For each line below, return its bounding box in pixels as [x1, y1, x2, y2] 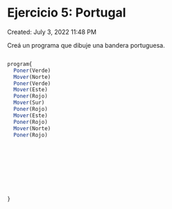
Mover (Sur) [13, 99, 45, 107]
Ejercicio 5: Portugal [7, 5, 126, 21]
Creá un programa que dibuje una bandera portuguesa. [7, 41, 165, 49]
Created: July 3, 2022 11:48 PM [7, 28, 97, 36]
